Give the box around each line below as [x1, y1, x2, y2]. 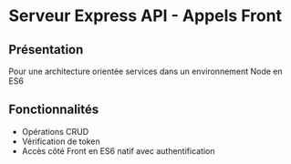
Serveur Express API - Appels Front [8, 5, 283, 26]
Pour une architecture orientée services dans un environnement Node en [8, 66, 284, 77]
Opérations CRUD [21, 126, 89, 137]
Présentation [8, 42, 84, 57]
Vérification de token [21, 136, 101, 147]
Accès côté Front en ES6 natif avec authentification [21, 145, 215, 156]
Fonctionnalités [8, 102, 99, 118]
